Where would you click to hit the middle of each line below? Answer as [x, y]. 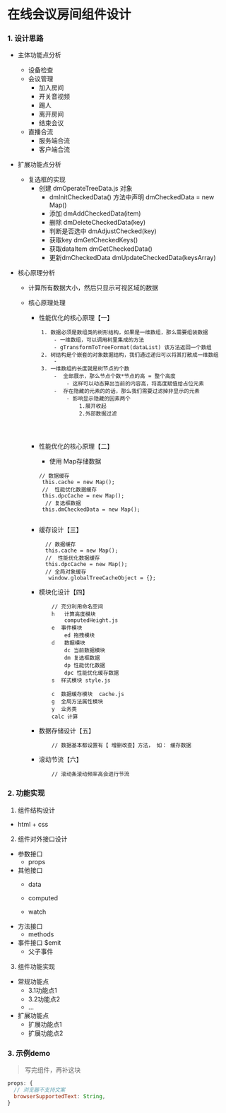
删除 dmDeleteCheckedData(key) [97, 223]
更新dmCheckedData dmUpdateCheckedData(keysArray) [132, 258]
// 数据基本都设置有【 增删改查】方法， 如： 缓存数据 [122, 746]
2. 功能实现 [26, 794]
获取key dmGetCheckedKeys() [94, 240]
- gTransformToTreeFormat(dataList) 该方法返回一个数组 [132, 348]
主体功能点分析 [39, 55]
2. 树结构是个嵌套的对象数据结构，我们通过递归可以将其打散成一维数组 [130, 355]
